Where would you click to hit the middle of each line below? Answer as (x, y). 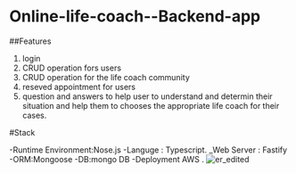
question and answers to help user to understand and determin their (148, 96)
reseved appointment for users (79, 86)
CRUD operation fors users (72, 68)
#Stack (22, 132)
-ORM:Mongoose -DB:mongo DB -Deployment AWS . (107, 159)
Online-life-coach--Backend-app (135, 16)
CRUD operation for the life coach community (106, 77)
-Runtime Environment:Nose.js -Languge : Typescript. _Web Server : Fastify (148, 150)
